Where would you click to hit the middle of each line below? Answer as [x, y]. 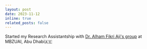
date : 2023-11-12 [22, 14]
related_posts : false [27, 23]
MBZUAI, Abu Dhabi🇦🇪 [29, 42]
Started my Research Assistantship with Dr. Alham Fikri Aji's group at [73, 37]
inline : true [18, 18]
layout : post [18, 9]
